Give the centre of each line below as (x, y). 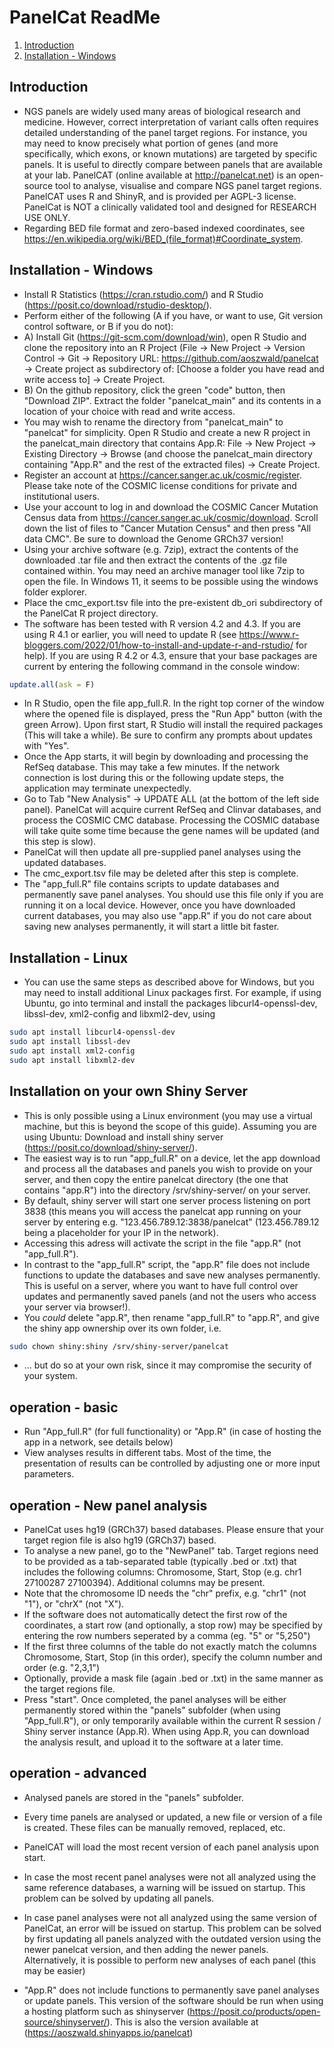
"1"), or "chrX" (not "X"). (74, 1604)
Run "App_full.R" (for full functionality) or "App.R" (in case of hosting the (172, 1432)
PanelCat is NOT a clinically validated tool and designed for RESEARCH (170, 207)
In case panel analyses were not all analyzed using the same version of (170, 1917)
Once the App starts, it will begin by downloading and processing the (166, 757)
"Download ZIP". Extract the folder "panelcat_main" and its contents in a (172, 400)
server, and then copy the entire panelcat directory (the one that (156, 1179)
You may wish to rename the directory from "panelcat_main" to (153, 422)
